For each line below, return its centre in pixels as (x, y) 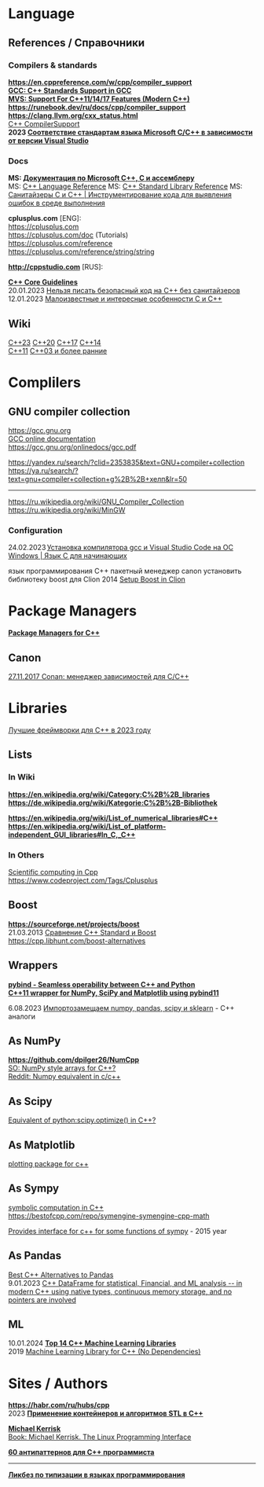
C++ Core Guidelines (43, 282)
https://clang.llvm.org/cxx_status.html (73, 116)
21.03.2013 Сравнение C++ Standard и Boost (82, 932)
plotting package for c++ (48, 1164)
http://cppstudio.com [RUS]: (56, 267)
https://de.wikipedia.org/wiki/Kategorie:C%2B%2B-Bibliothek (113, 802)
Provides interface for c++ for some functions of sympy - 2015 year (118, 1231)
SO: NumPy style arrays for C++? (62, 1068)
